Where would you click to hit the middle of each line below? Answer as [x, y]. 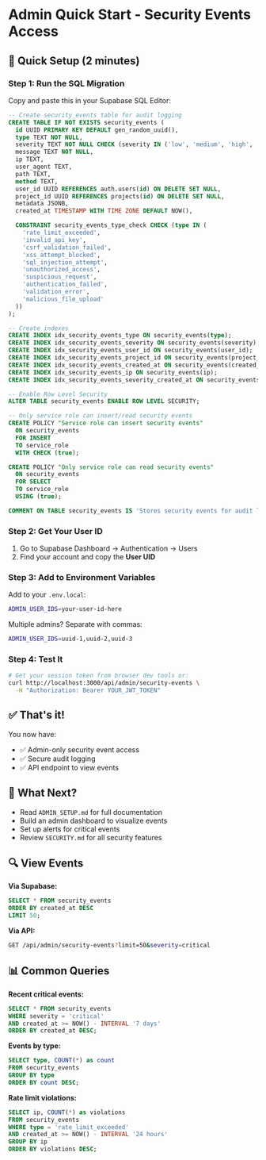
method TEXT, [37, 181]
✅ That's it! [36, 715]
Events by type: [34, 1046]
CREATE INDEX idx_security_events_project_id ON [90, 358]
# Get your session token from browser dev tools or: [99, 676]
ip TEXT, [30, 159]
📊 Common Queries [59, 971]
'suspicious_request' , [60, 277]
